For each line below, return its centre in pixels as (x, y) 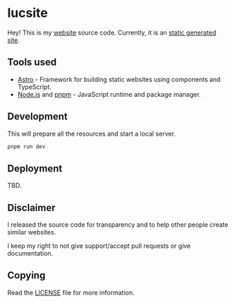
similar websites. (32, 232)
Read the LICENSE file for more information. (71, 292)
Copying (26, 276)
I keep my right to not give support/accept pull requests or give (99, 246)
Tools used (32, 63)
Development (38, 117)
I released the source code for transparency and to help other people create (118, 225)
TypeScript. (34, 87)
